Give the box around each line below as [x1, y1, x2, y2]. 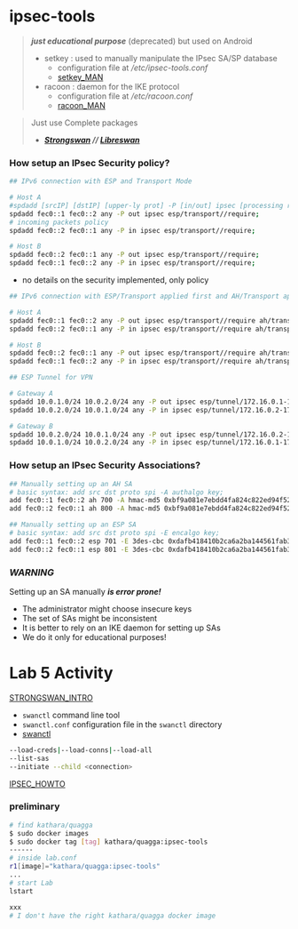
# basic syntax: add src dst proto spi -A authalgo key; [9, 487, 224, 497]
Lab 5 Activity [9, 663, 114, 684]
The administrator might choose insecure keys [21, 603, 192, 614]
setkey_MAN [57, 71, 104, 82]
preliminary [9, 800, 60, 813]
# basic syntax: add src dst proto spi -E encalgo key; [9, 529, 220, 538]
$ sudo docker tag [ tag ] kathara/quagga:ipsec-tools [9, 837, 208, 846]
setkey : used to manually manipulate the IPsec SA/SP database [43, 52, 278, 63]
